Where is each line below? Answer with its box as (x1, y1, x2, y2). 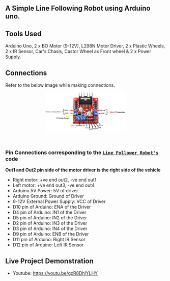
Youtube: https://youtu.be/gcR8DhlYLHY (12, 270, 98, 276)
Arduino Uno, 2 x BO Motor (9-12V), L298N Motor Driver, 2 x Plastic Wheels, (5, 43, 165, 49)
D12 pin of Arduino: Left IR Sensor (12, 242, 84, 248)
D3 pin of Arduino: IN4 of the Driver (12, 225, 88, 232)
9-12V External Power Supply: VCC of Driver (12, 198, 106, 205)
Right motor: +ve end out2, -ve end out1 (12, 177, 97, 183)
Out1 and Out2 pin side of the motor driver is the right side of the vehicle (5, 167, 161, 173)
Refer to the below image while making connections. (5, 82, 116, 88)
